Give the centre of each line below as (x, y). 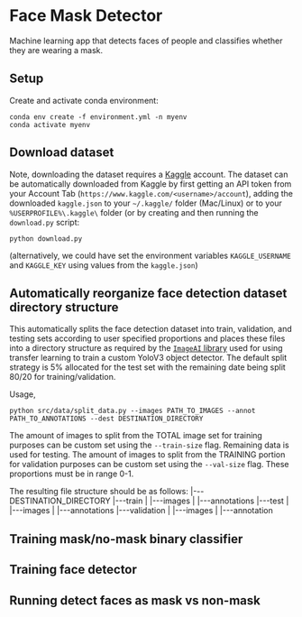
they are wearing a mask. (56, 50)
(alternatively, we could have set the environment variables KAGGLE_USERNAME (150, 255)
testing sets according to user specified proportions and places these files (147, 338)
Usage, (23, 394)
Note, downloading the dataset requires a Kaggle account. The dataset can (149, 174)
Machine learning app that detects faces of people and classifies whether (146, 41)
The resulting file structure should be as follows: (99, 492)
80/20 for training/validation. (63, 377)
